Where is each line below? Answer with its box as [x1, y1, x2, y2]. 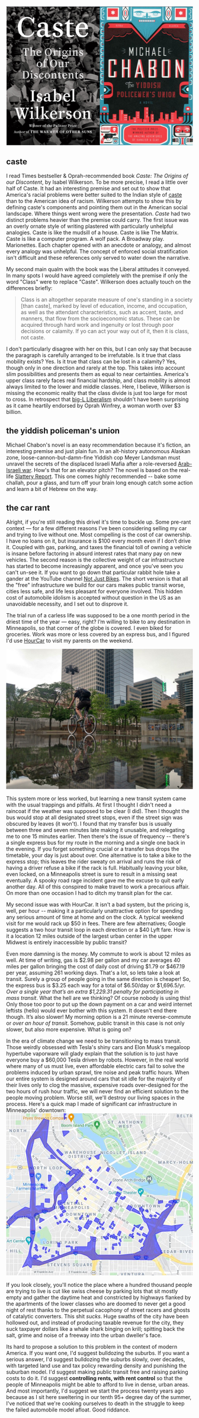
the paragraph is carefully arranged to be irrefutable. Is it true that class [6, 352, 181, 359]
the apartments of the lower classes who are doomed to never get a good [6, 1300, 186, 1308]
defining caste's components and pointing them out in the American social [6, 204, 188, 211]
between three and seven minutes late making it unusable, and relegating [6, 827, 185, 833]
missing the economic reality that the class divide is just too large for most [6, 390, 188, 397]
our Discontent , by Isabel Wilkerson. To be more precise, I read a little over [6, 179, 188, 186]
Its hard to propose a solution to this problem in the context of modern [6, 1343, 178, 1350]
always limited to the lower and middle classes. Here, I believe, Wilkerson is [6, 383, 191, 390]
